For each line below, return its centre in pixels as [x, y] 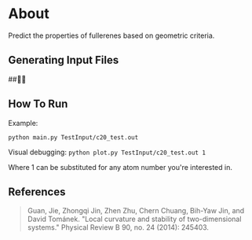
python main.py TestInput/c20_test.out [73, 137]
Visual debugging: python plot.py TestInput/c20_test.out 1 [107, 152]
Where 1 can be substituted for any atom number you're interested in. [121, 167]
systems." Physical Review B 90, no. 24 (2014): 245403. [118, 227]
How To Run [38, 104]
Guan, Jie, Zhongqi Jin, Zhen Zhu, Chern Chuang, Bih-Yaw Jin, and [136, 211]
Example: [23, 123]
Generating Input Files [64, 60]
